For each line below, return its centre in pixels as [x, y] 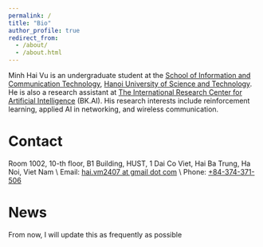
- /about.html [39, 53]
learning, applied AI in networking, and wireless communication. [114, 109]
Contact [35, 141]
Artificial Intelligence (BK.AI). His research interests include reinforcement [129, 101]
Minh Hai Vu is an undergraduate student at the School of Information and [130, 75]
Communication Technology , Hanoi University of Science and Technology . [130, 84]
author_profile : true [44, 30]
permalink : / [30, 16]
